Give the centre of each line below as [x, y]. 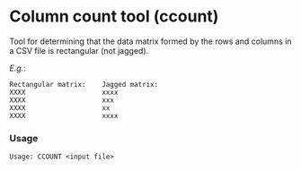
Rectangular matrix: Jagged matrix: [84, 84]
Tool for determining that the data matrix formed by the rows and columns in [150, 41]
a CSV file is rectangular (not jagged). [79, 50]
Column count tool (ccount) [114, 17]
